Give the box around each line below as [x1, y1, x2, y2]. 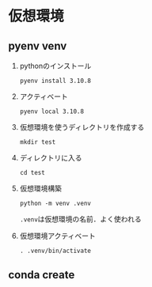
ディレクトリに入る [19, 153, 82, 162]
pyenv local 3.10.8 [19, 108, 85, 115]
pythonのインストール [19, 61, 92, 70]
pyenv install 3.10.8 [19, 77, 91, 85]
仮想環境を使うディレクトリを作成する [19, 123, 145, 131]
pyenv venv [8, 39, 67, 52]
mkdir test [19, 138, 56, 146]
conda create [8, 268, 75, 281]
